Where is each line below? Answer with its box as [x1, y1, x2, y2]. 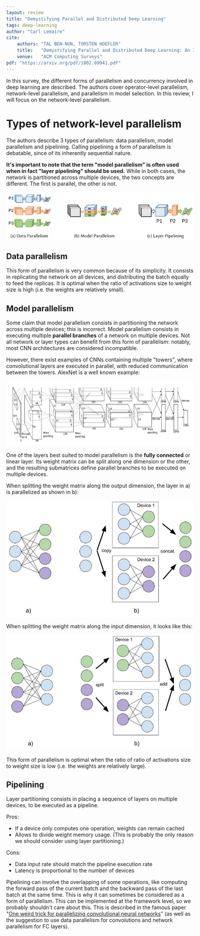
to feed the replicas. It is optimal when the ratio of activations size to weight [6, 280, 192, 287]
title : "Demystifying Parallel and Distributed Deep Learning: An [17, 48, 190, 54]
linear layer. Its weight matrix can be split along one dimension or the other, [6, 458, 190, 465]
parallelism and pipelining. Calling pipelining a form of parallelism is [6, 143, 171, 150]
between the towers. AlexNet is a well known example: [6, 369, 140, 376]
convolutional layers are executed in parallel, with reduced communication [6, 363, 189, 370]
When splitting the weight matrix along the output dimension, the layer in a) [6, 482, 190, 489]
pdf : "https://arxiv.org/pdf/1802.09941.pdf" [6, 60, 121, 66]
